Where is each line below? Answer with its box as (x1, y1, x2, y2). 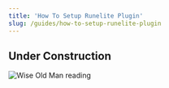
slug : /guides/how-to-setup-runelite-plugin (8, 19, 162, 27)
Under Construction (8, 49, 111, 63)
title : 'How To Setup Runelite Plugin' (8, 11, 144, 20)
